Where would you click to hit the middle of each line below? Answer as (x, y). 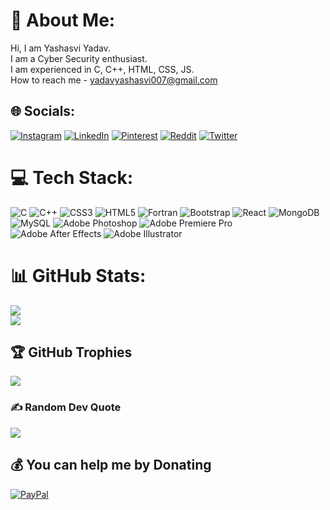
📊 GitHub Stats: (78, 275)
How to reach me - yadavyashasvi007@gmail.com (114, 80)
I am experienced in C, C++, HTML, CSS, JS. (102, 69)
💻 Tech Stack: (72, 177)
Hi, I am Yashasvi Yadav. (60, 48)
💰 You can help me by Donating (111, 465)
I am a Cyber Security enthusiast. (79, 58)
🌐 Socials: (43, 111)
